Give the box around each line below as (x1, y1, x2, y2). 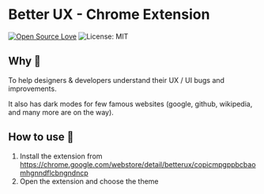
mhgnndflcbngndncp (19, 168, 89, 177)
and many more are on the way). (8, 107, 115, 117)
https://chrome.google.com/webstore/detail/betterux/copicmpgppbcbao (19, 159, 256, 169)
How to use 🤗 (8, 130, 74, 144)
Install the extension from (19, 151, 103, 161)
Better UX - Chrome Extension (8, 6, 210, 24)
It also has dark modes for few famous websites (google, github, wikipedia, (8, 99, 253, 108)
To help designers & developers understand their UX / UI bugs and (8, 75, 225, 84)
